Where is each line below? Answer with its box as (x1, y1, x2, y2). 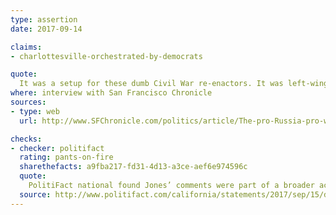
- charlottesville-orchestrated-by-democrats (10, 51, 203, 61)
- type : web (10, 106, 60, 116)
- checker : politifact (10, 143, 105, 153)
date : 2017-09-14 (10, 24, 83, 34)
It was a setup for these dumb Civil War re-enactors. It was (19, 79, 284, 89)
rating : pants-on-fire (19, 152, 114, 163)
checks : (10, 134, 43, 144)
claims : (10, 42, 43, 52)
